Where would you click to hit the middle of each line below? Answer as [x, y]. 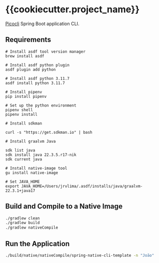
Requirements [28, 40]
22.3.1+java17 [20, 191]
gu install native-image [32, 173]
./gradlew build [22, 223]
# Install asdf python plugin [38, 65]
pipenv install [21, 114]
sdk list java [20, 150]
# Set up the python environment [41, 105]
